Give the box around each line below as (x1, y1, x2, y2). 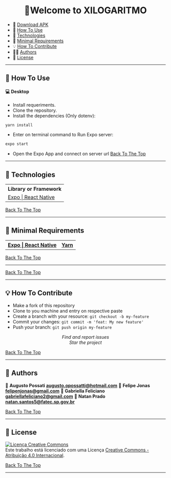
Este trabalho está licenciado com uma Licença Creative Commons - (5, 447, 149, 453)
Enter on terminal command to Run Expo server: (12, 132, 113, 138)
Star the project (69, 339, 102, 345)
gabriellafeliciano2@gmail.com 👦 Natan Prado (5, 393, 106, 399)
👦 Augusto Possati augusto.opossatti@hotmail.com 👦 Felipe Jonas (5, 382, 150, 388)
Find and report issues (62, 334, 109, 340)
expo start (5, 141, 28, 147)
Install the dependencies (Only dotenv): (12, 112, 96, 119)
